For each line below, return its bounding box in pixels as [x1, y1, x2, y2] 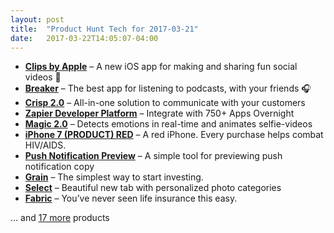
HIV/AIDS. [24, 139, 67, 151]
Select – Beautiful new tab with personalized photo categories [24, 182, 282, 194]
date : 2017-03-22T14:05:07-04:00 [10, 33, 159, 43]
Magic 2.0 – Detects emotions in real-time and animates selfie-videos [24, 118, 313, 130]
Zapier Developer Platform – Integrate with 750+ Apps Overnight [24, 107, 295, 120]
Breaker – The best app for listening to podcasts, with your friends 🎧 [24, 82, 312, 95]
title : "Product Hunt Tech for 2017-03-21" [10, 24, 199, 34]
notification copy [24, 161, 95, 173]
